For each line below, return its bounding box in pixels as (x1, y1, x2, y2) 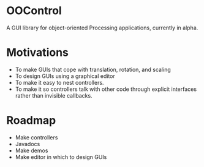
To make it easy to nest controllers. (15, 79, 104, 86)
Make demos (15, 147, 48, 154)
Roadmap (6, 114, 56, 128)
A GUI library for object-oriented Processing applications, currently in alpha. (6, 24, 198, 31)
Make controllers (15, 133, 58, 141)
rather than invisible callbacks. (15, 91, 93, 99)
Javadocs (15, 140, 40, 147)
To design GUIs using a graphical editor (15, 72, 115, 80)
